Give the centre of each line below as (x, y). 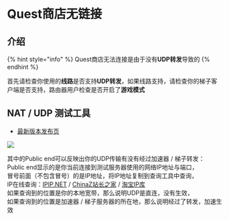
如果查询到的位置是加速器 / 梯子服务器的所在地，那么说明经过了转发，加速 (112, 201)
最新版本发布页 (38, 131)
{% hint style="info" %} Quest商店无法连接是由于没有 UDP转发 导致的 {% (109, 59)
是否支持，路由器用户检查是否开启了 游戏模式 (82, 89)
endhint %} (23, 67)
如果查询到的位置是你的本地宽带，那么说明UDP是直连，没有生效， (100, 193)
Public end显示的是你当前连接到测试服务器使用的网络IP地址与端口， (103, 167)
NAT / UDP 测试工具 (49, 113)
